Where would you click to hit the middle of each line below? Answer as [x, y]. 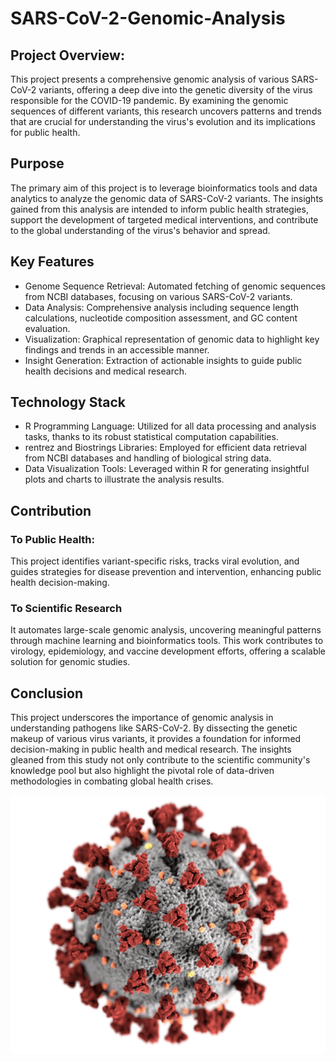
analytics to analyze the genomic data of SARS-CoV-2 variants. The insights [167, 198]
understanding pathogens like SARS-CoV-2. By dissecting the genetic [154, 728]
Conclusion [47, 693]
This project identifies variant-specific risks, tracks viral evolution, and [155, 561]
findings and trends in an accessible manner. [117, 349]
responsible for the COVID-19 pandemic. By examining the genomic [149, 100]
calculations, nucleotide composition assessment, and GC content [161, 318]
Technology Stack [68, 402]
